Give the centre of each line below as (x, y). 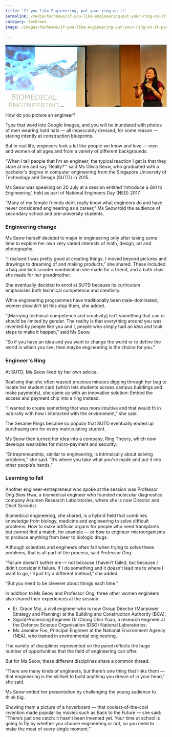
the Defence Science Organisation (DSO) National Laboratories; (80, 625)
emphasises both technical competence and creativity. (63, 290)
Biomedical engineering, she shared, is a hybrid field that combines (76, 515)
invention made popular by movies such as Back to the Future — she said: (83, 712)
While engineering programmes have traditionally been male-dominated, (82, 300)
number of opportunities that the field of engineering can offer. (72, 651)
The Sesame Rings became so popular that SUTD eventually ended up (80, 423)
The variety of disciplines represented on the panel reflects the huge (78, 645)
